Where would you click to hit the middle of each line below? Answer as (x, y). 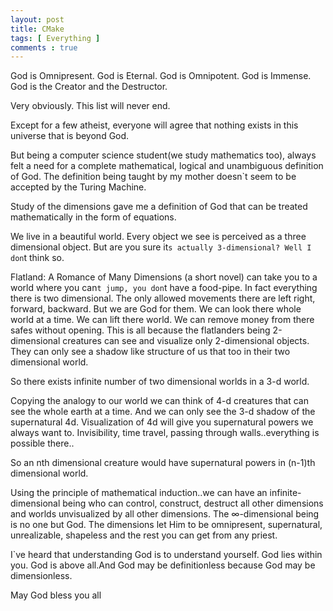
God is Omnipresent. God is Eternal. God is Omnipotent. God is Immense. (161, 76)
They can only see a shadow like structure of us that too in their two (150, 352)
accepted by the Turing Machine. (78, 187)
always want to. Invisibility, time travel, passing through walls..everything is (165, 433)
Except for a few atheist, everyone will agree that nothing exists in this (154, 125)
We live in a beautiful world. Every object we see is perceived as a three (158, 237)
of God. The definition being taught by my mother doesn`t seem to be (153, 177)
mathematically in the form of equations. (93, 217)
